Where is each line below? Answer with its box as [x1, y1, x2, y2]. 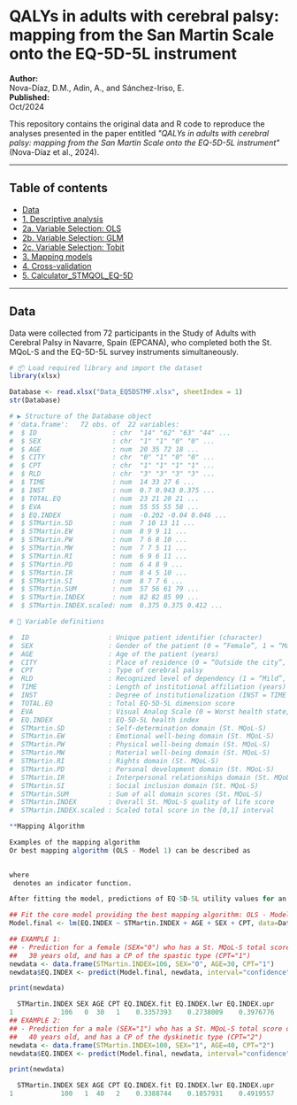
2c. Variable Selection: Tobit [21, 242, 126, 252]
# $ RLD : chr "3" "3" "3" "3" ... [9, 469, 216, 479]
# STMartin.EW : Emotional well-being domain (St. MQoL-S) [9, 732, 275, 741]
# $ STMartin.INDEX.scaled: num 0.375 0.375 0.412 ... [9, 601, 224, 610]
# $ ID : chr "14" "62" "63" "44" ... [9, 428, 232, 437]
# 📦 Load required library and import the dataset [9, 363, 203, 373]
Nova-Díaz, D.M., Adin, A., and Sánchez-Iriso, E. [9, 82, 185, 93]
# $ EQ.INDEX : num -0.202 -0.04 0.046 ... [9, 511, 227, 520]
